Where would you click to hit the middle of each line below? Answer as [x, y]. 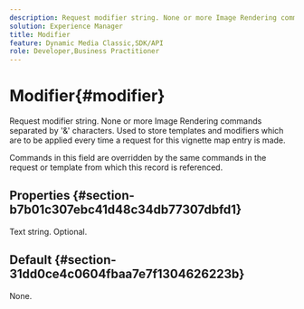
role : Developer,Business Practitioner [85, 51]
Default [31, 260]
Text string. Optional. [48, 231]
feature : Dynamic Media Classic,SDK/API [87, 43]
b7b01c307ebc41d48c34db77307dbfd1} [126, 210]
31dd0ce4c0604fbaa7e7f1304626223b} [127, 274]
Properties [40, 196]
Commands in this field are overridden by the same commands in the [138, 158]
